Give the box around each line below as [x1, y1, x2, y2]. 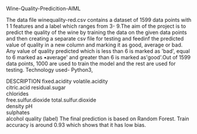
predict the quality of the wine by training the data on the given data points [6, 29, 187, 36]
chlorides [6, 91, 29, 97]
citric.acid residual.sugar [6, 84, 66, 91]
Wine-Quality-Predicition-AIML [6, 5, 81, 12]
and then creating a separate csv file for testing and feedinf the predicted [6, 35, 184, 42]
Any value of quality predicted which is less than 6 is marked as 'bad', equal [6, 48, 190, 55]
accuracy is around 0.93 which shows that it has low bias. [6, 122, 146, 128]
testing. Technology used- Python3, [6, 66, 93, 73]
